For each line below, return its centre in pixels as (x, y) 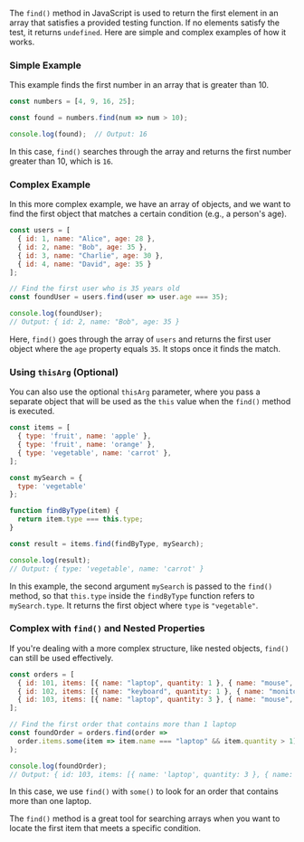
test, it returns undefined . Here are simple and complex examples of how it (148, 32)
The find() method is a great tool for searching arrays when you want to (145, 818)
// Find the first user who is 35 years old (95, 289)
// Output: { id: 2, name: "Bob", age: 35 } (95, 322)
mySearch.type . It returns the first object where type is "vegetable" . (134, 605)
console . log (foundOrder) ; (58, 766)
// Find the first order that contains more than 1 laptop (123, 724)
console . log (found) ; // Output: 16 (78, 135)
